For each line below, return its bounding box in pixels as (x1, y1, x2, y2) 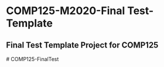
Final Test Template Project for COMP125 (6, 40, 159, 50)
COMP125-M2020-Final (6, 4, 125, 18)
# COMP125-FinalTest (6, 56, 59, 62)
